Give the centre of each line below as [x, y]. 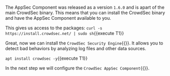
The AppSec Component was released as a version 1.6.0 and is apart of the [85, 7]
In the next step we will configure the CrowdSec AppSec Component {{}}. [77, 68]
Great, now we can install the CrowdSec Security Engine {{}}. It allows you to [84, 43]
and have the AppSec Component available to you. [58, 18]
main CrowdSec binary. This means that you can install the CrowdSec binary [85, 13]
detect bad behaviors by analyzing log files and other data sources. [76, 48]
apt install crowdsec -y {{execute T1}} [46, 58]
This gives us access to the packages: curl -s [54, 28]
